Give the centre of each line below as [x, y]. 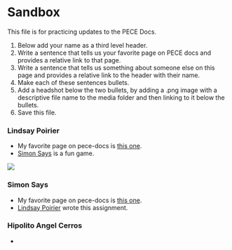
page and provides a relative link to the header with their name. [109, 75]
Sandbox [34, 12]
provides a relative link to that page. [69, 60]
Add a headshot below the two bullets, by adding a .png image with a [117, 90]
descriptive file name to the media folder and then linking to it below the [121, 97]
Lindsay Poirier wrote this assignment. [73, 207]
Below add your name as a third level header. [82, 45]
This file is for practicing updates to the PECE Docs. [82, 32]
